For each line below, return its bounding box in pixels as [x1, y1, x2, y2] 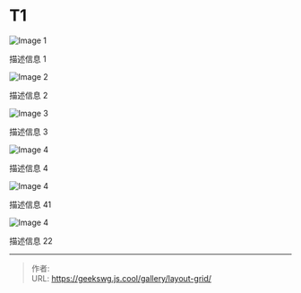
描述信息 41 [9, 199, 52, 210]
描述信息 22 [9, 235, 54, 246]
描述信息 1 [9, 53, 47, 64]
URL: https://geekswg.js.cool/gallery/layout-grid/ [30, 272, 212, 283]
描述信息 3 [9, 126, 48, 137]
